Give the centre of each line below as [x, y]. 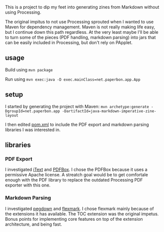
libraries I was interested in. [33, 130]
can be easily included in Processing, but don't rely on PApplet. [69, 43]
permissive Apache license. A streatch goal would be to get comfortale [77, 175]
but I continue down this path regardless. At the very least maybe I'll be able [82, 32]
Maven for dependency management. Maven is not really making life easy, [80, 27]
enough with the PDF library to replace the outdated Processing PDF [74, 180]
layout [12, 115]
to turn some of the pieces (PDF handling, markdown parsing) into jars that [80, 37]
